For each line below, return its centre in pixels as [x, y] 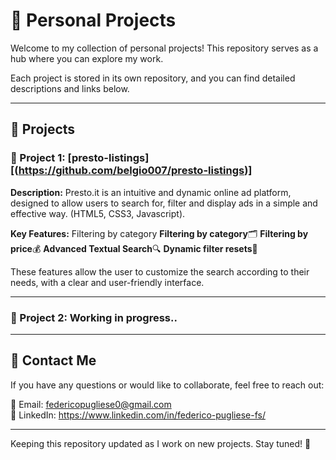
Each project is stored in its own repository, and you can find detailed [153, 78]
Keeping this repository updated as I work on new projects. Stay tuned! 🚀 [161, 443]
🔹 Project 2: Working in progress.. [94, 317]
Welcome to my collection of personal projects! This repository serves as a [164, 48]
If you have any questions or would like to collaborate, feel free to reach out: [167, 385]
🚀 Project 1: [38, 158]
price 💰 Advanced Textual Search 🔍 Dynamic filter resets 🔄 [134, 248]
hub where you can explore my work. [87, 58]
